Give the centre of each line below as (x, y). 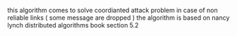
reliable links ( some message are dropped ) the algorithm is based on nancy (119, 18)
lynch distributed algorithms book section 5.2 (73, 25)
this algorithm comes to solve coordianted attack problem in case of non (113, 10)
